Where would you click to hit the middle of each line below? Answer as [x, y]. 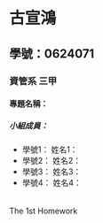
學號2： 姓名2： [51, 161]
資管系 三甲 [33, 81]
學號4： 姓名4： [51, 183]
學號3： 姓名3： [51, 172]
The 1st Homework [44, 211]
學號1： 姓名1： [50, 150]
